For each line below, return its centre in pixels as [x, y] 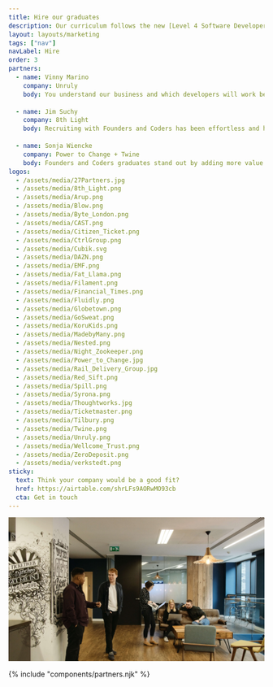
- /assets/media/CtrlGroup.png [69, 240]
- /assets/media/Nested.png [63, 343]
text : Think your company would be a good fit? [98, 480]
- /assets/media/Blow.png [60, 206]
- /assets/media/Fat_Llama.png [69, 275]
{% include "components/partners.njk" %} [79, 674]
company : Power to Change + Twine [81, 154]
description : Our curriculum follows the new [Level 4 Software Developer [138, 26]
